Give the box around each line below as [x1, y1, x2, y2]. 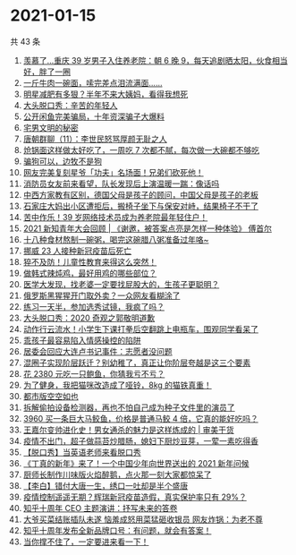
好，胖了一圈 [22, 66, 71, 77]
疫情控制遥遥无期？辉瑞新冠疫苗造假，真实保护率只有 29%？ [22, 491, 247, 502]
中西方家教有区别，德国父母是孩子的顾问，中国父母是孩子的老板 [22, 189, 258, 200]
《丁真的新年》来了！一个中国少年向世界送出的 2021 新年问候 [22, 457, 249, 468]
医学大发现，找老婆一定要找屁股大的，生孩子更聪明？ [22, 278, 220, 289]
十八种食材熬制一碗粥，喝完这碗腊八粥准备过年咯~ [22, 234, 209, 244]
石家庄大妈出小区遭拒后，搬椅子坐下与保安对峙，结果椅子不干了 [22, 201, 258, 211]
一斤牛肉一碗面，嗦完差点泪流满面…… [22, 77, 163, 88]
